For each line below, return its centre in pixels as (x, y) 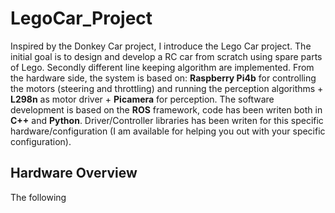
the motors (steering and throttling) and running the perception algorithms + (167, 88)
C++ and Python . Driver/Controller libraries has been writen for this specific (167, 120)
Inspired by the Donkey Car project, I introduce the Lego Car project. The (161, 46)
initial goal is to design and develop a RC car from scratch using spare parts (166, 56)
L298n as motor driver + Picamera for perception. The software (142, 99)
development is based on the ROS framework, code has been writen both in (166, 109)
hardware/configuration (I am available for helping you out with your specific (168, 131)
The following (38, 197)
